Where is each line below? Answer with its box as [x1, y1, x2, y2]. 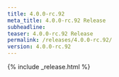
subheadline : [7, 23, 46, 30]
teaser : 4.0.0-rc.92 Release [7, 30, 93, 37]
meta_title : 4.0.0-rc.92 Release [7, 17, 106, 24]
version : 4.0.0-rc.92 [7, 43, 72, 50]
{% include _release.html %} [7, 63, 91, 71]
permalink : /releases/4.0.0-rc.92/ [7, 37, 113, 44]
